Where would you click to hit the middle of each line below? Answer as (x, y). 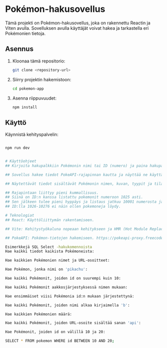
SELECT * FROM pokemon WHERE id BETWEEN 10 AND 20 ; (60, 341)
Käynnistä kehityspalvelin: (32, 134)
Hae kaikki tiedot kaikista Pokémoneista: (50, 251)
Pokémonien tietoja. (25, 33)
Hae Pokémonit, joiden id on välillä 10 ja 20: (55, 332)
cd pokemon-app (28, 88)
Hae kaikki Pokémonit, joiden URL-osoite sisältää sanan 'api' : (73, 323)
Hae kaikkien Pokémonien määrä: (39, 314)
